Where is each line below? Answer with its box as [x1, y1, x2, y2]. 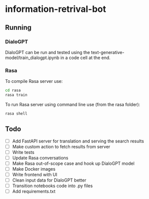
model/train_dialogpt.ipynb [5, 55, 60, 61]
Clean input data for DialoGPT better [12, 177, 86, 183]
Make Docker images [12, 166, 56, 172]
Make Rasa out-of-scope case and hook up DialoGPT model [12, 160, 135, 166]
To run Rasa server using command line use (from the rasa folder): [5, 101, 141, 107]
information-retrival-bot [5, 3, 106, 15]
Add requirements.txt [12, 189, 56, 195]
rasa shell [5, 111, 28, 116]
